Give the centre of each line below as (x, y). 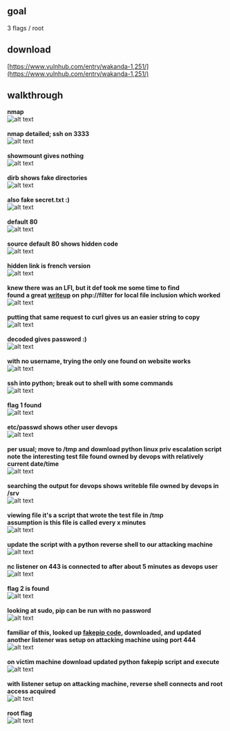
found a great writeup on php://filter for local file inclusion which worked (114, 295)
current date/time (33, 464)
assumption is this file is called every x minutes (77, 523)
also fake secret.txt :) (39, 200)
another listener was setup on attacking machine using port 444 (102, 640)
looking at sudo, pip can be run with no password (79, 611)
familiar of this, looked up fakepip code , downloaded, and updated (104, 633)
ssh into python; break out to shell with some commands (90, 383)
